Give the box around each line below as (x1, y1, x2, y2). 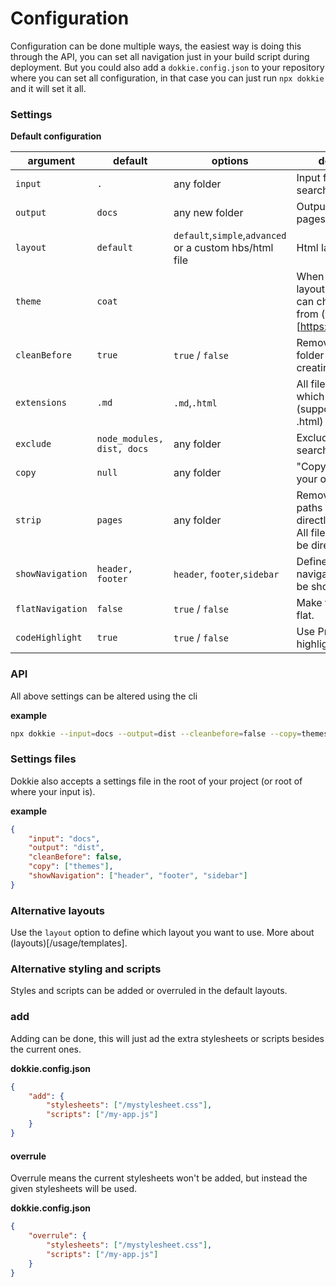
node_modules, (96, 433, 164, 445)
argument (27, 154, 75, 168)
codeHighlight (15, 632, 83, 644)
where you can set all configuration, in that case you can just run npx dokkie (10, 72, 325, 84)
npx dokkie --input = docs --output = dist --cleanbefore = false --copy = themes (10, 728, 329, 739)
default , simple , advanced (173, 228, 287, 242)
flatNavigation (15, 603, 88, 615)
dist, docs (96, 443, 149, 455)
